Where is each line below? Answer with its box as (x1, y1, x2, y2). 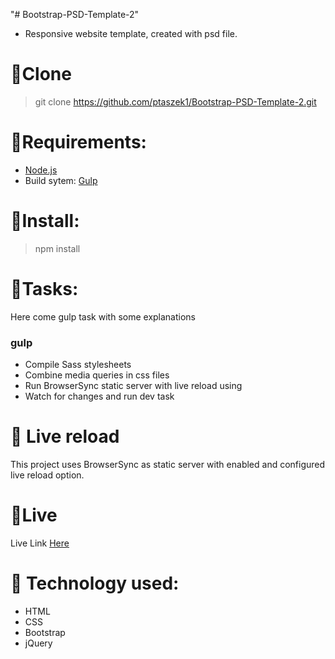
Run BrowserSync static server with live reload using (24, 380, 243, 392)
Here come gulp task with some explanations (10, 310, 197, 323)
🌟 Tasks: (10, 278, 79, 300)
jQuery (24, 637, 53, 649)
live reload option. (10, 469, 85, 481)
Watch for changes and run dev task (24, 390, 175, 403)
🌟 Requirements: (10, 131, 147, 154)
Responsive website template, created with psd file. (24, 28, 238, 39)
